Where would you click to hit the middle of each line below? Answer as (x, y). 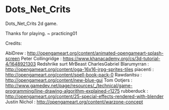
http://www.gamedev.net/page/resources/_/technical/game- (69, 86)
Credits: (14, 43)
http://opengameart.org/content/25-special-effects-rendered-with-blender (84, 96)
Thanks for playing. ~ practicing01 (41, 33)
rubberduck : (135, 91)
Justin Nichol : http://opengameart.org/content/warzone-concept (74, 102)
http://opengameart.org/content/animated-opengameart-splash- (96, 53)
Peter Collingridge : (41, 58)
